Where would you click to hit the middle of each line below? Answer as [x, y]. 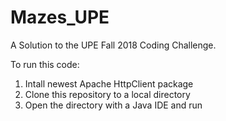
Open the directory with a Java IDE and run [113, 105]
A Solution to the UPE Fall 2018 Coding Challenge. [113, 45]
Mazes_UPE [60, 17]
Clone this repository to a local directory [107, 94]
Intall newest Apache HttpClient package [109, 83]
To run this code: [45, 64]
